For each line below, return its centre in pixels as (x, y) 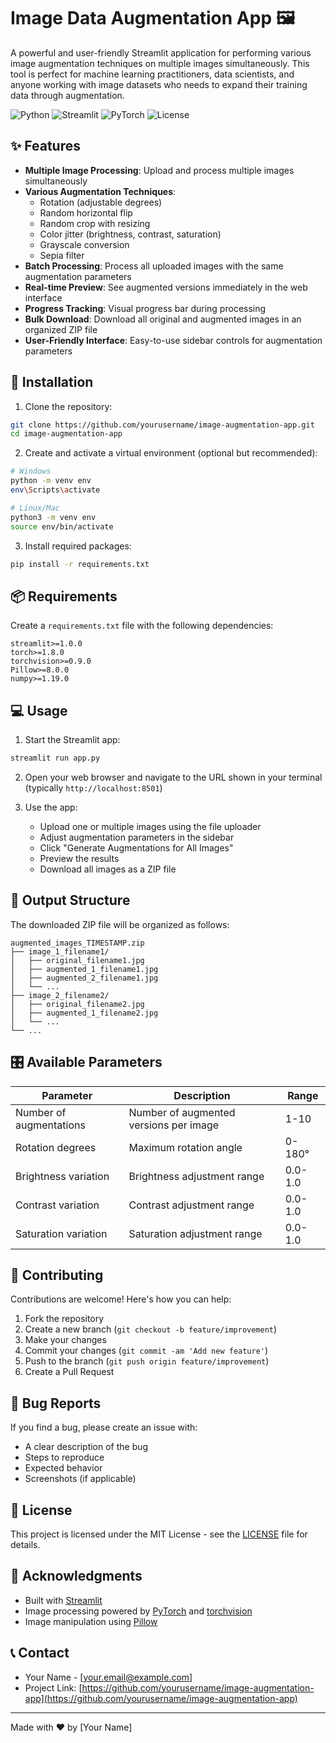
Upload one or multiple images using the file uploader (150, 826)
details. (25, 1544)
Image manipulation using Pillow (91, 1621)
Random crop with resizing (95, 223)
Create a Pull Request (69, 1372)
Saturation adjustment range (195, 1233)
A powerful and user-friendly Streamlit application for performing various (161, 52)
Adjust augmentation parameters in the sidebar (137, 837)
